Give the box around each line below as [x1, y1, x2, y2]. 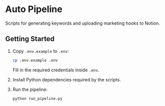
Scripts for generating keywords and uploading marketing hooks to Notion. [5, 20, 160, 26]
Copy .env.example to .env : [12, 48, 69, 54]
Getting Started [5, 35, 55, 43]
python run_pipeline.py [12, 96, 63, 101]
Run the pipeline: [12, 86, 48, 92]
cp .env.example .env [12, 58, 58, 63]
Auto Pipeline [5, 4, 63, 15]
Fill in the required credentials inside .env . [12, 67, 100, 73]
